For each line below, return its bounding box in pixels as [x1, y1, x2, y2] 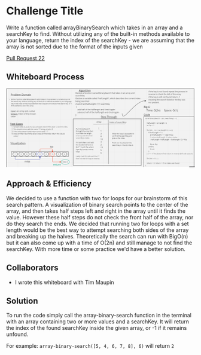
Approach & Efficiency [6, 179, 92, 189]
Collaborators [6, 263, 59, 273]
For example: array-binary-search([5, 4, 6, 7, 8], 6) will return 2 [6, 342, 175, 350]
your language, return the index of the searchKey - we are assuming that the [6, 36, 195, 44]
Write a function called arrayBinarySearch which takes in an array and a [6, 24, 183, 31]
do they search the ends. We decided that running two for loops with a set [6, 220, 189, 227]
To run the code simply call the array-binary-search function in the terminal [6, 312, 191, 319]
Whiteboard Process [6, 72, 85, 82]
